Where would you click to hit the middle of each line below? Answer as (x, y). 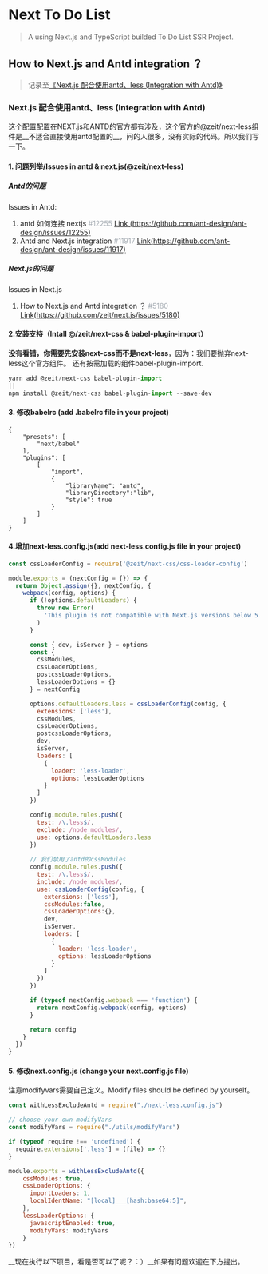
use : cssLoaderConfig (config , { (91, 889)
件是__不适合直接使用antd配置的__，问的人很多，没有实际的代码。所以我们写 (134, 137)
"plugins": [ (44, 457)
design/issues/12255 (54, 232)
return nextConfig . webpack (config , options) (112, 1008)
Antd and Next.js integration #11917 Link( (87, 241)
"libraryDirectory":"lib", (110, 493)
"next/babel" (59, 444)
